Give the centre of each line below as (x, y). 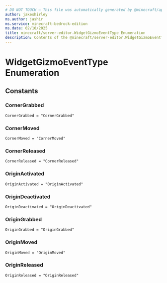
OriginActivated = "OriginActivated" (44, 184)
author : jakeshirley (27, 14)
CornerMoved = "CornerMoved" (35, 139)
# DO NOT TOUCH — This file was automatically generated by (69, 10)
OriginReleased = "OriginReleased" (42, 275)
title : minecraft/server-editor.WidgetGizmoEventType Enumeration (75, 33)
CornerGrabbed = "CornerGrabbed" (40, 116)
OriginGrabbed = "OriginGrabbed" (40, 230)
